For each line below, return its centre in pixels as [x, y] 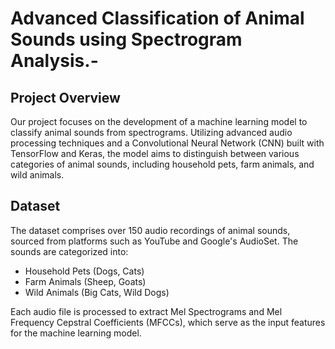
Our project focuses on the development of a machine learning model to [159, 121]
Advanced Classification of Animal [157, 18]
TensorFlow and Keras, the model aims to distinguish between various [155, 153]
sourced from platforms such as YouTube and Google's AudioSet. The [154, 241]
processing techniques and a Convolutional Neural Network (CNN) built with [167, 143]
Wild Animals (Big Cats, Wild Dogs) [97, 292]
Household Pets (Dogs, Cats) [84, 271]
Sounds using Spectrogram [126, 39]
